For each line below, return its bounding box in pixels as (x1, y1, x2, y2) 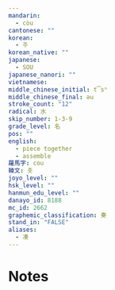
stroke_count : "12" (8, 100, 73, 108)
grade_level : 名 (8, 122, 61, 130)
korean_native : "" (8, 48, 69, 56)
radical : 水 (8, 108, 47, 116)
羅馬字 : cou (8, 160, 44, 168)
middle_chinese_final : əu (8, 93, 94, 101)
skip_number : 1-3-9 (8, 115, 73, 123)
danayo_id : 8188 (8, 196, 62, 204)
